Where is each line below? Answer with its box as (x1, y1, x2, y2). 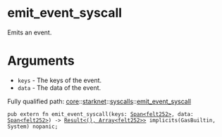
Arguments (7, 53, 75, 69)
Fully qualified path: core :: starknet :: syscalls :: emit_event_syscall (7, 97, 192, 105)
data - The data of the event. (17, 83, 101, 92)
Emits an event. (7, 28, 52, 37)
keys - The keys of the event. (17, 76, 102, 84)
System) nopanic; (7, 123, 58, 130)
